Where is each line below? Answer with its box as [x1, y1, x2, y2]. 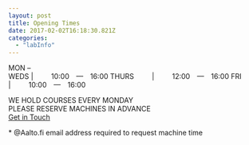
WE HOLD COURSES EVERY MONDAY [8, 96, 134, 105]
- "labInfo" [15, 41, 56, 49]
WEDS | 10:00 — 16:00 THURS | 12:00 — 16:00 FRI [8, 72, 242, 81]
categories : [8, 33, 48, 42]
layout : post [8, 11, 52, 20]
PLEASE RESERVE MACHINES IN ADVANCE [8, 104, 152, 114]
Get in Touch [8, 112, 50, 122]
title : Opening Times [8, 19, 81, 27]
